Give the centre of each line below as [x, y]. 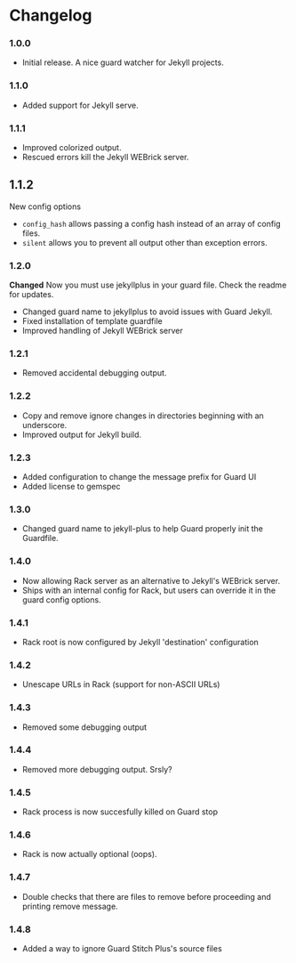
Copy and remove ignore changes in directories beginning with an [143, 416]
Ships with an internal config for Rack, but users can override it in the [149, 590]
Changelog [51, 16]
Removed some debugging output [84, 727]
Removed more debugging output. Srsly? [97, 769]
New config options [45, 206]
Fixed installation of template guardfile [92, 321]
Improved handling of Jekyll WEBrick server [103, 331]
